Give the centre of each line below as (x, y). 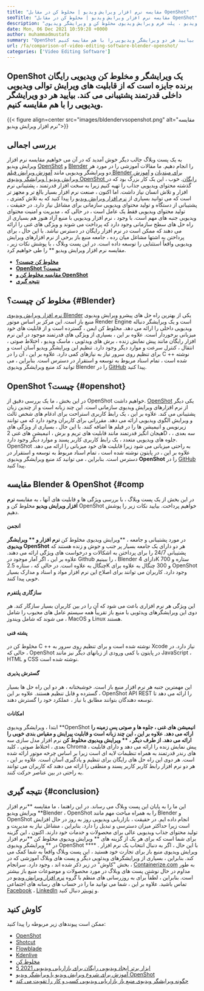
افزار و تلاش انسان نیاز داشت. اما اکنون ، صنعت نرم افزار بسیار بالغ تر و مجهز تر (97, 192)
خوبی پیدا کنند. (23, 578)
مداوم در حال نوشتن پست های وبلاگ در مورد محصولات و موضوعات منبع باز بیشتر (99, 870)
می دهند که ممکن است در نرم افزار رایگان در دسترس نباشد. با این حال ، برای (94, 231)
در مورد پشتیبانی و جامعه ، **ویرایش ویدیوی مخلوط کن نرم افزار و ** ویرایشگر (96, 540)
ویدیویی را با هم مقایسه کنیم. (55, 105)
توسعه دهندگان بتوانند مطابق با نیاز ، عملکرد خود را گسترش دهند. (80, 699)
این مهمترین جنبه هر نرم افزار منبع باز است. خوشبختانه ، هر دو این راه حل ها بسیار (99, 687)
